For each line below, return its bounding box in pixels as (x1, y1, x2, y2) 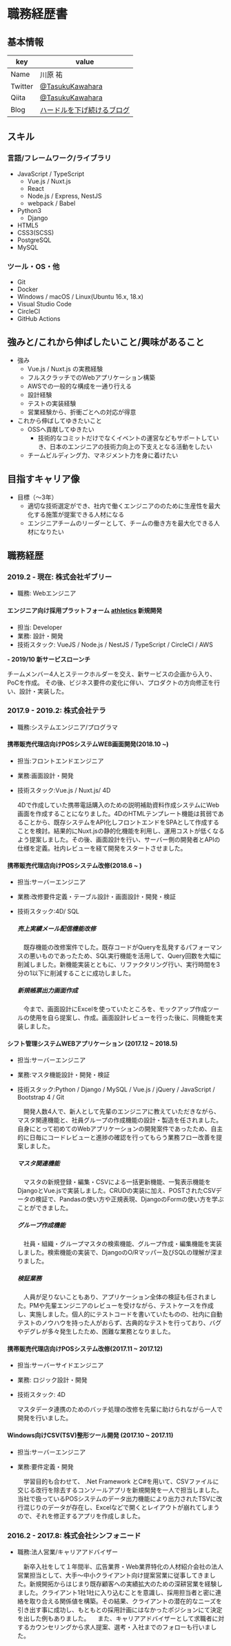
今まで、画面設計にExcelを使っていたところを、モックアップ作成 (23, 1005, 208, 1013)
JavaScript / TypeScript (17, 169, 85, 178)
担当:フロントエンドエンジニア (17, 757, 104, 765)
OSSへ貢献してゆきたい (27, 425, 94, 433)
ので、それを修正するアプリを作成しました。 (17, 1512, 145, 1520)
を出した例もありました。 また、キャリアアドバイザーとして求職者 (17, 1614, 212, 1622)
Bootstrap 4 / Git (17, 1093, 65, 1102)
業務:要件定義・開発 (17, 1462, 74, 1470)
